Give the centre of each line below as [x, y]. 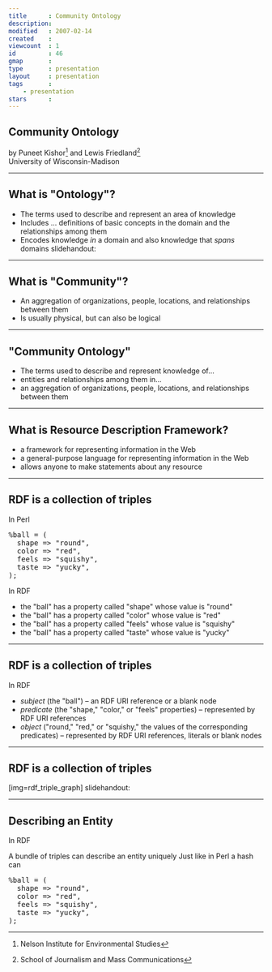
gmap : [30, 62]
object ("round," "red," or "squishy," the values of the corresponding [134, 726]
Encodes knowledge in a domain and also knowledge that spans [127, 239]
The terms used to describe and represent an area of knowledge [128, 214]
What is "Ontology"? [62, 194]
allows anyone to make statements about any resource [111, 467]
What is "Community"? [68, 281]
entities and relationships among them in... [91, 380]
